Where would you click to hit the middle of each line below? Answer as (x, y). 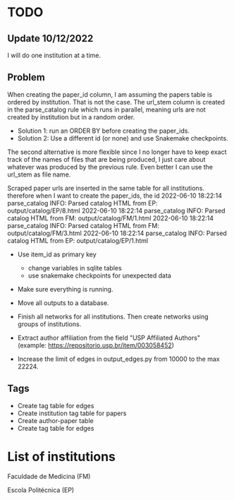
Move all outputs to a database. (63, 303)
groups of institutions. (49, 324)
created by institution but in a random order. (71, 117)
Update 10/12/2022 (50, 38)
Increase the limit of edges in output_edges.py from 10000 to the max (118, 359)
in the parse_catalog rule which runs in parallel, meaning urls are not (106, 109)
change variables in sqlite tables (75, 268)
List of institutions (62, 457)
